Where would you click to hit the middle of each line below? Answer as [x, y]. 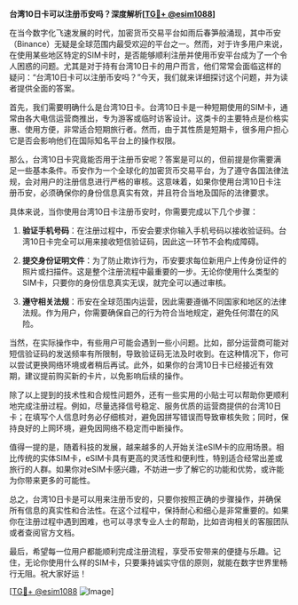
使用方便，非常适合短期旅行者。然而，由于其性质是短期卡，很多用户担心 [157, 129]
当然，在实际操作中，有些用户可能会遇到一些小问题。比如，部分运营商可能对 [149, 342]
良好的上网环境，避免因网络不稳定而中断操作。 [102, 428]
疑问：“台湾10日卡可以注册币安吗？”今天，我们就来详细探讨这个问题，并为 [145, 77]
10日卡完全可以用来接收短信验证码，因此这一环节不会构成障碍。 [147, 242]
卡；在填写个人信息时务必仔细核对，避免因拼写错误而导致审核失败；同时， [145, 417]
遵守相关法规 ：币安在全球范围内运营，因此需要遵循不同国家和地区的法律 [154, 302]
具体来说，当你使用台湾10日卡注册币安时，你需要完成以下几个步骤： [134, 211]
